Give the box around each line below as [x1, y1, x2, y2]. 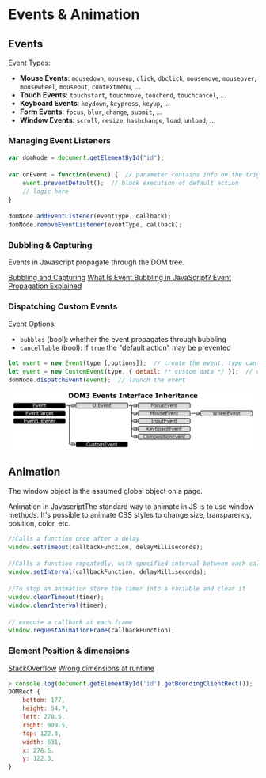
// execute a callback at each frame [8, 618, 133, 626]
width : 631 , [22, 738, 62, 746]
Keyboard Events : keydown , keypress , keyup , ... [19, 99, 170, 108]
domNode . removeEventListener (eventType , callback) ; [8, 221, 182, 229]
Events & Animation [8, 6, 140, 24]
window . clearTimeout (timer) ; [8, 593, 104, 601]
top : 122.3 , [22, 730, 62, 738]
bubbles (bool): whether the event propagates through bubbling [19, 334, 227, 343]
